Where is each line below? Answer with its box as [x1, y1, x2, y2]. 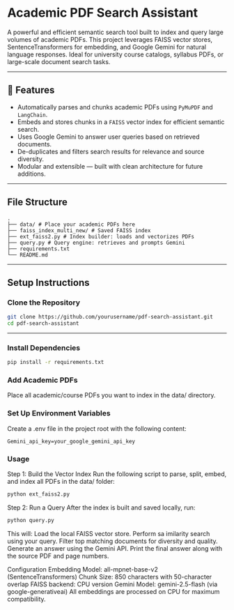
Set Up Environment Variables [7, 409, 111, 418]
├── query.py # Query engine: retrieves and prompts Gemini [7, 239, 186, 246]
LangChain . [17, 110, 48, 119]
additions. [17, 169, 47, 178]
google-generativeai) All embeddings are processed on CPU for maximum [7, 587, 220, 595]
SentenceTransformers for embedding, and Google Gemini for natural [7, 43, 207, 51]
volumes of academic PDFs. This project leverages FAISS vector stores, [7, 35, 213, 43]
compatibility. [7, 595, 47, 603]
